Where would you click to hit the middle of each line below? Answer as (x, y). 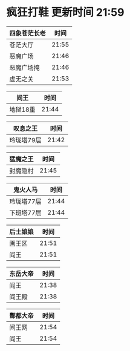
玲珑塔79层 (25, 140)
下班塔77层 (25, 212)
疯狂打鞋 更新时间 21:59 (65, 12)
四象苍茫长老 (28, 33)
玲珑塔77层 (25, 202)
